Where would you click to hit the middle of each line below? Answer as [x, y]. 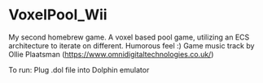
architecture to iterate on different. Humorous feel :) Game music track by [131, 45]
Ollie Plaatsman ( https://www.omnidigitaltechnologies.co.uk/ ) [111, 54]
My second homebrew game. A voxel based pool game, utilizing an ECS [129, 37]
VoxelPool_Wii [58, 15]
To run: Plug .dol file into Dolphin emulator [79, 69]
